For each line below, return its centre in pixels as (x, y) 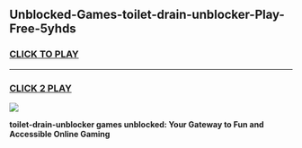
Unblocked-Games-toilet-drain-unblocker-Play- (147, 15)
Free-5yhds (43, 29)
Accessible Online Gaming (60, 134)
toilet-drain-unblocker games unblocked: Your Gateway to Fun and (137, 124)
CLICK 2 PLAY (40, 88)
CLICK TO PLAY (44, 55)
